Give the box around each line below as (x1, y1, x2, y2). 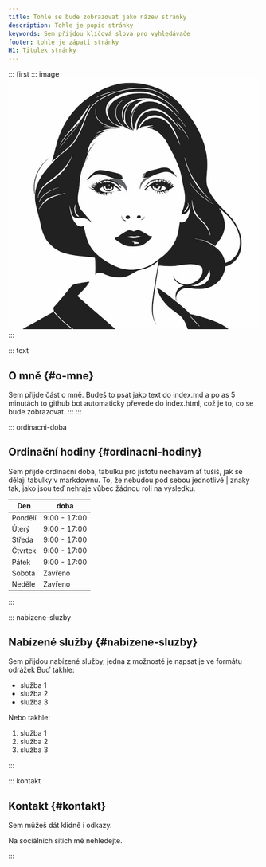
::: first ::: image (8, 69, 60, 79)
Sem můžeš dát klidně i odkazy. (8, 821, 113, 830)
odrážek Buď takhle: (8, 665, 75, 675)
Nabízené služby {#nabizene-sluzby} (8, 635, 198, 649)
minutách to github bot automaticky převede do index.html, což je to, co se (8, 398, 254, 408)
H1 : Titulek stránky (8, 46, 77, 55)
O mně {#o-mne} (8, 369, 94, 382)
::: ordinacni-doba (8, 422, 68, 432)
